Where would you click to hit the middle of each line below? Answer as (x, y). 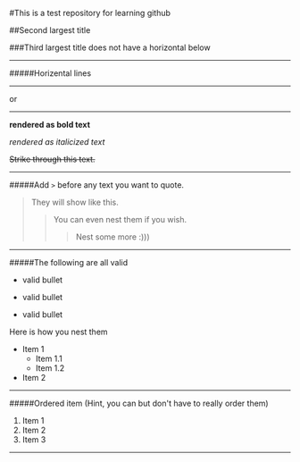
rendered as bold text (50, 125)
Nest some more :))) (112, 237)
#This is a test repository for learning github (90, 13)
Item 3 (34, 440)
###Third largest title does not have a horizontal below (110, 47)
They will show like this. (75, 202)
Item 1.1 (49, 358)
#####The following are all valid (69, 262)
